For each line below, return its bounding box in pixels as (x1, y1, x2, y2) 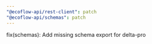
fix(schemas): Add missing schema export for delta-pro (6, 31, 147, 38)
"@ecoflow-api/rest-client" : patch (6, 8, 97, 15)
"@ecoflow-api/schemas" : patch (6, 14, 86, 20)
